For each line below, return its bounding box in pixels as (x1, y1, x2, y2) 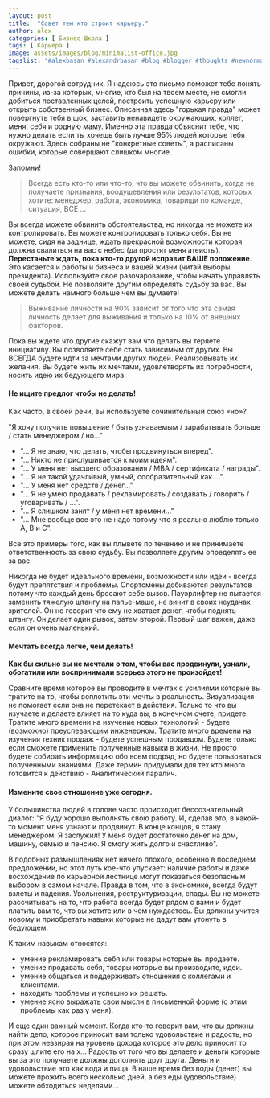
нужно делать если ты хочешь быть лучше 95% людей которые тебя (8, 130, 245, 139)
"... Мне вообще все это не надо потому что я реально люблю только (19, 515, 260, 524)
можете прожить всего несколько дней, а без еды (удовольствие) (8, 1072, 237, 1082)
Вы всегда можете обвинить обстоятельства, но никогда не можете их (8, 219, 253, 229)
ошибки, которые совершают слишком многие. (8, 146, 172, 157)
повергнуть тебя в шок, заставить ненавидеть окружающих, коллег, (8, 113, 243, 122)
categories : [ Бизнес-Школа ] (8, 34, 110, 43)
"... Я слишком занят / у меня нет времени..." (19, 506, 174, 516)
